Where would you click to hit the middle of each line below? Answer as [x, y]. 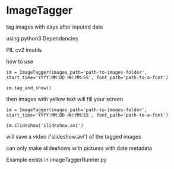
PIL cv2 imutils [24, 50]
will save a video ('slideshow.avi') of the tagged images [74, 136]
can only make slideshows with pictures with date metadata [79, 148]
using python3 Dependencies [42, 38]
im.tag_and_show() [29, 88]
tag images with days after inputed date [55, 27]
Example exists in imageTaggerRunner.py [56, 159]
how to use [20, 61]
